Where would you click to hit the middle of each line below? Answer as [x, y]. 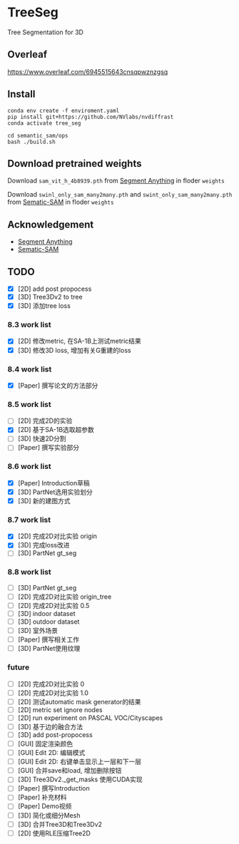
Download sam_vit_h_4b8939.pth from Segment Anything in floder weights [116, 181]
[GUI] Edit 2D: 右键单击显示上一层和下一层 [80, 762]
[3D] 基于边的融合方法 [50, 726]
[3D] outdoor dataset [49, 622]
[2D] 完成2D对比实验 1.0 [53, 693]
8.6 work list [29, 466]
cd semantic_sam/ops [38, 135]
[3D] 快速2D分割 [42, 438]
